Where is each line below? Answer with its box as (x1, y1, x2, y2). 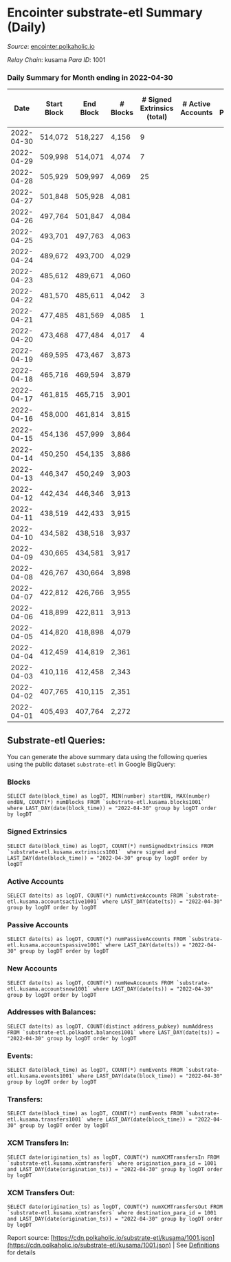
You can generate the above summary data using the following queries (7, 753, 208, 761)
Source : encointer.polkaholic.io (7, 42, 95, 50)
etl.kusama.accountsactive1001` (7, 898, 100, 905)
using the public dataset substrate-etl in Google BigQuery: (7, 760, 176, 769)
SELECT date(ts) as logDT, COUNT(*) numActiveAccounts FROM (7, 892, 184, 899)
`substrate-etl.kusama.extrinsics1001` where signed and (7, 849, 177, 856)
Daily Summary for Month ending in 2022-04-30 (7, 72, 173, 82)
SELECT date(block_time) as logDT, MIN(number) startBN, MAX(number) (7, 793, 211, 800)
